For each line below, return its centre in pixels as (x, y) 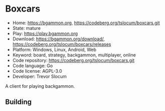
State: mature (27, 28)
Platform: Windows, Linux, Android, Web (54, 49)
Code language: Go (32, 66)
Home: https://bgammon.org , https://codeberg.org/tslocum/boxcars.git (86, 23)
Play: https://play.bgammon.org (45, 33)
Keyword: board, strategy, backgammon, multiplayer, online (74, 55)
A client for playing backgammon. (40, 86)
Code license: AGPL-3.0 (37, 71)
